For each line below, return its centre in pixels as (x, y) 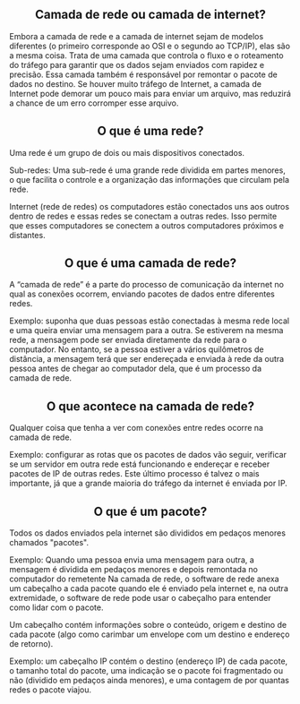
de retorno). (31, 644)
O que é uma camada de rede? (150, 263)
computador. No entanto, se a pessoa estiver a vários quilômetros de (137, 349)
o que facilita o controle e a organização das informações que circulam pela (149, 179)
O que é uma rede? (150, 131)
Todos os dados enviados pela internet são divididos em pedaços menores (148, 533)
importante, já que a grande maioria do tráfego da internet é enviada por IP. (149, 484)
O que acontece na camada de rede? (150, 406)
